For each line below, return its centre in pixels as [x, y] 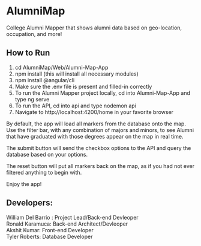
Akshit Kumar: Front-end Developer [50, 230]
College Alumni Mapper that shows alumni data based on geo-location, [94, 28]
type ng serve [32, 99]
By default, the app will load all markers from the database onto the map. [96, 124]
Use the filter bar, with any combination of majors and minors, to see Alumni [100, 130]
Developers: [29, 203]
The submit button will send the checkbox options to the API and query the [99, 148]
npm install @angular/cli [45, 80]
